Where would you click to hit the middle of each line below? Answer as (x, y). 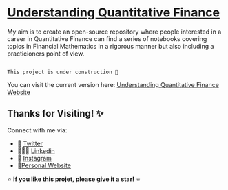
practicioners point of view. (46, 54)
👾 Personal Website (44, 165)
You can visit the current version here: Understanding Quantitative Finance (113, 84)
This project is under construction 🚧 (63, 72)
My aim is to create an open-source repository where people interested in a (114, 32)
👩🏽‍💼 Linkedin (36, 151)
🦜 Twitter (30, 143)
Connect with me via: (37, 130)
